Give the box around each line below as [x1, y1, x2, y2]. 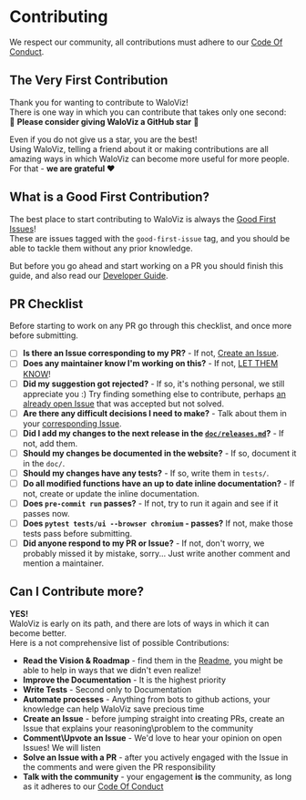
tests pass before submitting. [22, 528, 133, 538]
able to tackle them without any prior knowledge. [9, 242, 193, 253]
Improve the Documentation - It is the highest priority [22, 674, 226, 685]
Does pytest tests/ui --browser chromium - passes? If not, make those [22, 518, 293, 528]
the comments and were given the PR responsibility [22, 761, 216, 772]
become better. [9, 627, 66, 639]
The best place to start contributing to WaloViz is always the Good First [9, 213, 276, 224]
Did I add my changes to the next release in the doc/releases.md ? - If [22, 427, 284, 438]
